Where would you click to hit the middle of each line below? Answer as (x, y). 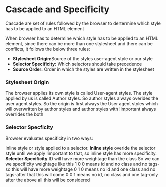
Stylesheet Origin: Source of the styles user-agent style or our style (82, 58)
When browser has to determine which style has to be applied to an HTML (82, 38)
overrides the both (24, 114)
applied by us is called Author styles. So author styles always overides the (82, 98)
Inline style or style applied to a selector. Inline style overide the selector (80, 148)
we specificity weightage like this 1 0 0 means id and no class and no (76, 164)
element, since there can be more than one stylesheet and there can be (79, 43)
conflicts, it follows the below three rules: (48, 49)
